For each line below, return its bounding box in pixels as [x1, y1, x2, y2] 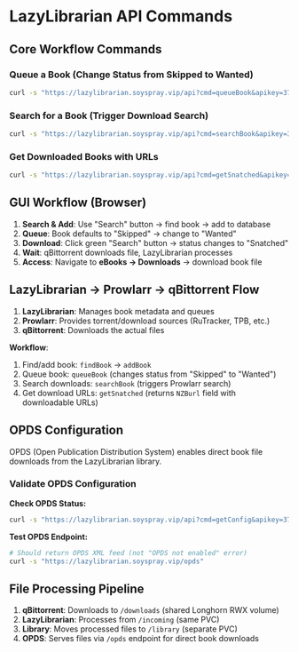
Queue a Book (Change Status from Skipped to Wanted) [9, 68, 255, 81]
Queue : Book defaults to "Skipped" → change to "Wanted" [21, 228, 237, 239]
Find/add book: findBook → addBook [21, 359, 152, 370]
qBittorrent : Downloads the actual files [21, 324, 165, 335]
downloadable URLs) [21, 397, 99, 408]
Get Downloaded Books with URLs [9, 150, 159, 163]
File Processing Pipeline [9, 581, 145, 596]
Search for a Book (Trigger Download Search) [9, 109, 209, 122]
